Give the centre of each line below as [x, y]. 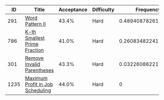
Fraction [34, 50]
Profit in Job [39, 84]
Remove [34, 58]
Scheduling [38, 90]
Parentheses [40, 70]
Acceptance [73, 10]
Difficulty [103, 10]
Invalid [33, 64]
